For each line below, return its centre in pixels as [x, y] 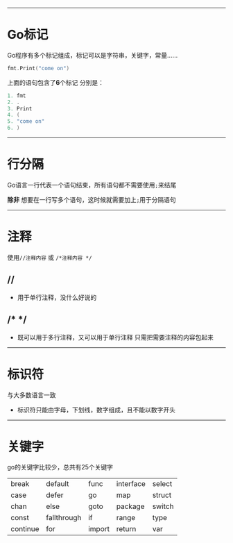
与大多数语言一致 [32, 395]
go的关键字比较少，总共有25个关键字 [60, 467]
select [162, 484]
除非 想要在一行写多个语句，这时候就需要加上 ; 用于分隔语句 [92, 200]
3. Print [20, 108]
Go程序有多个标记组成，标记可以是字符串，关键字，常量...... [93, 55]
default [58, 484]
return [126, 529]
